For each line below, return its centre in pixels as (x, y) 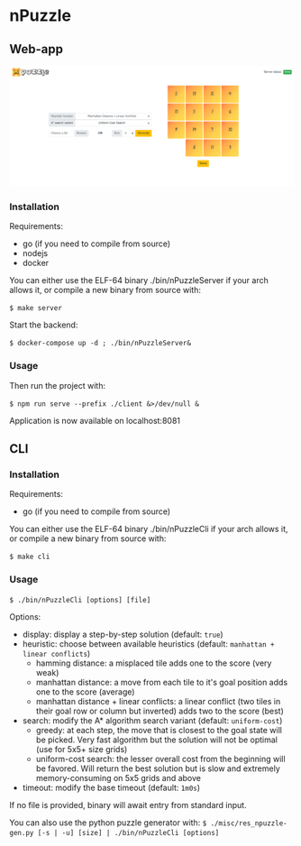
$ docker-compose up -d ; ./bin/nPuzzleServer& (100, 344)
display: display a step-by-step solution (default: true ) (123, 634)
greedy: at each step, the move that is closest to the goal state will (159, 730)
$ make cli (30, 557)
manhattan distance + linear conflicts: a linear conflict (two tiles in (158, 701)
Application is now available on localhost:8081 (95, 420)
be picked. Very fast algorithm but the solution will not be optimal (156, 740)
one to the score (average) (85, 692)
